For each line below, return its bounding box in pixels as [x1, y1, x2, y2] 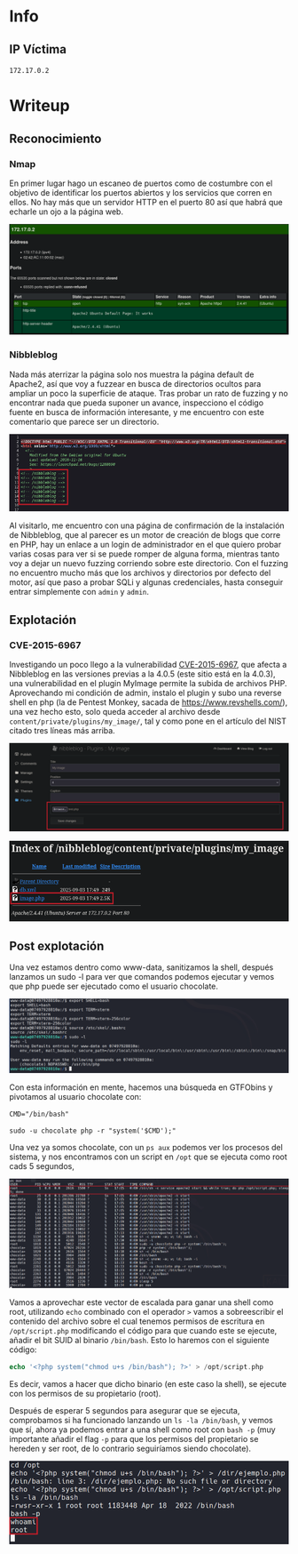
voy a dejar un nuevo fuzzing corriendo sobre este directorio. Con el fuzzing [9, 558, 288, 569]
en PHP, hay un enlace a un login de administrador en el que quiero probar [9, 540, 282, 550]
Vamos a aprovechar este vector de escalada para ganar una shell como [9, 1296, 274, 1308]
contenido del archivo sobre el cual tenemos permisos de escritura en [9, 1316, 265, 1326]
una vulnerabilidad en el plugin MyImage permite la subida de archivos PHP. [9, 677, 287, 688]
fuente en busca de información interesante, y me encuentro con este [9, 406, 264, 417]
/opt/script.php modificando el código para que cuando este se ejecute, [9, 1325, 278, 1335]
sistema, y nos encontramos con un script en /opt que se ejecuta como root [9, 1151, 288, 1162]
